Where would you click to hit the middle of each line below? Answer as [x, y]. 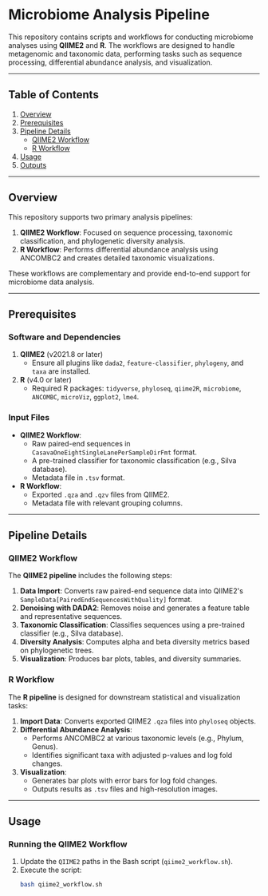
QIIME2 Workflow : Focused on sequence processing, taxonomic [126, 232]
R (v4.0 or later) [45, 380]
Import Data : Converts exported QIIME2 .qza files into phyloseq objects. [138, 721]
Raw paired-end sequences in [81, 443]
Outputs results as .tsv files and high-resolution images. [124, 789]
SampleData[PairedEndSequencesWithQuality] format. [106, 600]
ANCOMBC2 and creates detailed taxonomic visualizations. [117, 258]
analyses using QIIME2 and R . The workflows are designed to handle [122, 45]
